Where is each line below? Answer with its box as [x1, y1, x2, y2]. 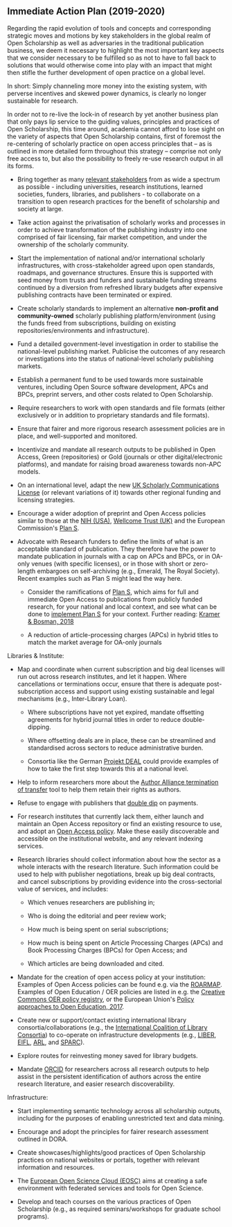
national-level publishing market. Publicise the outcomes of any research [17, 347, 226, 355]
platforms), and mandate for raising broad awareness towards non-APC [17, 460, 222, 468]
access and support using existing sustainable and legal [54, 687, 215, 695]
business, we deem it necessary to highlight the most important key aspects [7, 46, 224, 54]
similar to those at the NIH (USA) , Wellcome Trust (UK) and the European [17, 516, 225, 525]
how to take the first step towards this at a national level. [27, 764, 189, 773]
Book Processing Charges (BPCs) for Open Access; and [27, 946, 188, 954]
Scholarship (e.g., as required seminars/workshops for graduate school [17, 1205, 221, 1213]
